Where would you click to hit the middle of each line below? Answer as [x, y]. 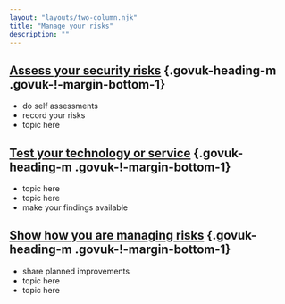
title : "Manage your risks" [62, 26]
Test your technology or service [100, 153]
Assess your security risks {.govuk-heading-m [143, 70]
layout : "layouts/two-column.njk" [74, 17]
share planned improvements [76, 271]
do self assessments [60, 106]
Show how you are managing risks [107, 236]
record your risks [54, 115]
